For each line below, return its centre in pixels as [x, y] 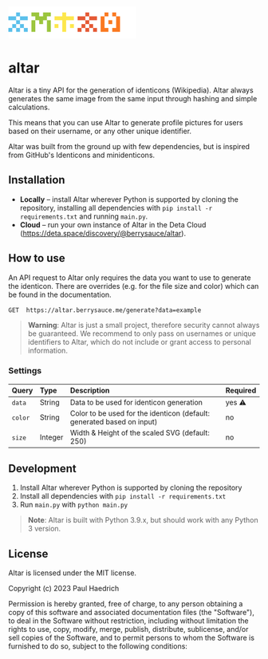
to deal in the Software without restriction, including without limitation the [128, 621]
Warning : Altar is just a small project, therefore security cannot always [144, 325]
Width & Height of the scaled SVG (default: [140, 433]
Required [241, 391]
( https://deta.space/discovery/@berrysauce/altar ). [102, 233]
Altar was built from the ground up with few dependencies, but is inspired [129, 146]
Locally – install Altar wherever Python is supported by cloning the [129, 199]
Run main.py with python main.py [74, 505]
